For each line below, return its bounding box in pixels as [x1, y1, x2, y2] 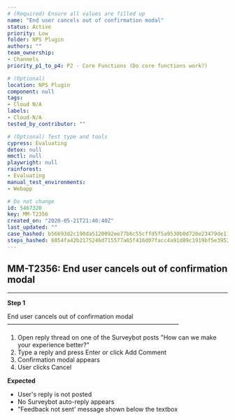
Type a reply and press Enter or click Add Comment [17, 348, 166, 357]
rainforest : [7, 166, 42, 173]
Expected [7, 377, 36, 385]
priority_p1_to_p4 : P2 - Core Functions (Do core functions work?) [7, 62, 208, 69]
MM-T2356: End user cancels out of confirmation [7, 263, 228, 275]
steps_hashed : [7, 237, 49, 244]
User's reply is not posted [17, 390, 92, 399]
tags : [7, 94, 23, 101]
